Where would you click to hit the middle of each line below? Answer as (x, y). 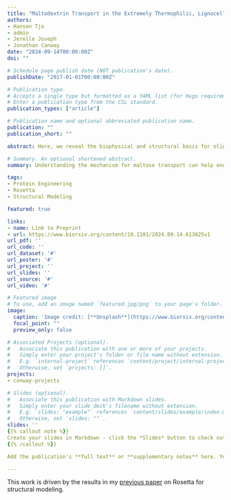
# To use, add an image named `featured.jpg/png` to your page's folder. (115, 304)
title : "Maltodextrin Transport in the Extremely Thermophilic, (101, 13)
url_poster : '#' (30, 260)
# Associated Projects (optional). (58, 342)
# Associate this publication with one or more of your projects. (107, 349)
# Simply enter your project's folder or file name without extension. (115, 355)
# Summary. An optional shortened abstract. (72, 159)
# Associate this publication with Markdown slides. (87, 400)
